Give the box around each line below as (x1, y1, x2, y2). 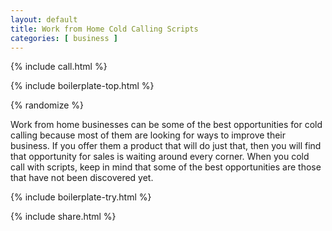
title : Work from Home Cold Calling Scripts (10, 24, 199, 34)
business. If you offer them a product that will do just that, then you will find (10, 140, 322, 152)
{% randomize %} (10, 99, 85, 111)
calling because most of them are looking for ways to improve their (10, 129, 287, 141)
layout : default (10, 14, 78, 25)
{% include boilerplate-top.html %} (10, 80, 155, 92)
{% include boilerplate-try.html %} (10, 191, 152, 203)
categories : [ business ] (10, 33, 118, 43)
